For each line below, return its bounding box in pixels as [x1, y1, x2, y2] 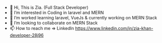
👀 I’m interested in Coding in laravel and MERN [9, 10, 104, 15]
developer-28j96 [9, 32, 44, 38]
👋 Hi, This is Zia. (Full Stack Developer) [9, 5, 89, 10]
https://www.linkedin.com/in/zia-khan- [75, 26, 154, 31]
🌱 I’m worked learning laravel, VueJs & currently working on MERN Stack [9, 15, 157, 20]
